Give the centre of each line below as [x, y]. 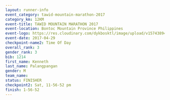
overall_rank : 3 [22, 47]
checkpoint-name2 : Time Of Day [38, 43]
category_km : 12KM [25, 19]
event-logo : [18, 33]
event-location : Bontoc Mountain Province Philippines [64, 29]
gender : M [16, 71]
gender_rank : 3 [21, 52]
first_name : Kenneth [27, 62]
